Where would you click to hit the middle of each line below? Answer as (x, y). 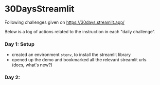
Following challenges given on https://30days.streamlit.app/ (65, 22)
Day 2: (12, 77)
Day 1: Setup (20, 44)
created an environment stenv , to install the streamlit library (71, 55)
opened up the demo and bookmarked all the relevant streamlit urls (79, 60)
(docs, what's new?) (32, 65)
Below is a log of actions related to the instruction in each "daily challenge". (80, 31)
